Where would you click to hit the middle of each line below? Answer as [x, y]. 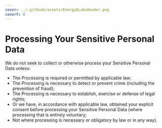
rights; [19, 99]
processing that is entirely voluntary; [49, 115]
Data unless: [18, 68]
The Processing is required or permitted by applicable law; [72, 78]
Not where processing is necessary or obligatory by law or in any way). [85, 120]
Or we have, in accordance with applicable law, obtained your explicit [83, 104]
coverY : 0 [15, 14]
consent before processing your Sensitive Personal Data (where [77, 110]
